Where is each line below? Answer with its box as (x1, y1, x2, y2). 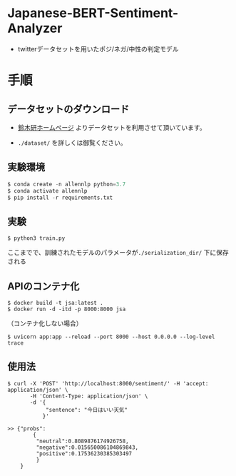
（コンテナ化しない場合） (7, 319, 83, 328)
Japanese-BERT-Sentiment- (7, 5, 179, 21)
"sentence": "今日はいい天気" (45, 406, 128, 413)
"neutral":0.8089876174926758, (36, 437, 130, 445)
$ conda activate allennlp (7, 187, 88, 194)
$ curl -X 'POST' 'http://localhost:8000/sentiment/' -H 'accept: (7, 380, 209, 387)
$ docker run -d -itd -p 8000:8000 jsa (7, 305, 126, 313)
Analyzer (7, 20, 63, 36)
